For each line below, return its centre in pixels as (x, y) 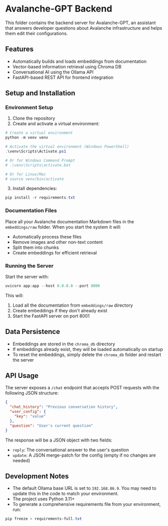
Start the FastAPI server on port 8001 (51, 316)
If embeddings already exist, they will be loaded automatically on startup (88, 349)
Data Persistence (33, 332)
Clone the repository (34, 118)
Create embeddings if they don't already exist (60, 310)
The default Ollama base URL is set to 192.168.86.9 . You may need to (85, 488)
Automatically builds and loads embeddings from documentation (79, 61)
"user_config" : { (28, 412)
